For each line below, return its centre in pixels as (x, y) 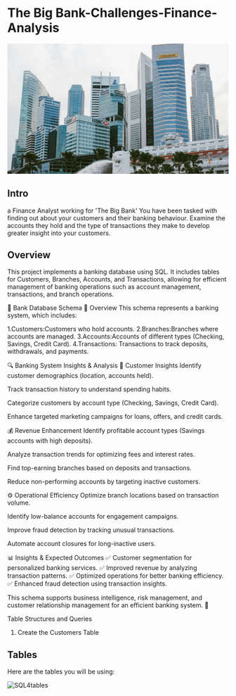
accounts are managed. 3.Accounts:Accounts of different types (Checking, (116, 336)
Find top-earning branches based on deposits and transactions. (99, 468)
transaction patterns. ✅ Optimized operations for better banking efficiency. (116, 576)
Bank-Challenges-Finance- (136, 13)
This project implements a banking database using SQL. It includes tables (113, 272)
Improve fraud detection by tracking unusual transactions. (91, 530)
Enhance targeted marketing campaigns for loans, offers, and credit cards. (115, 417)
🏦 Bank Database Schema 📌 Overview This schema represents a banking (113, 308)
